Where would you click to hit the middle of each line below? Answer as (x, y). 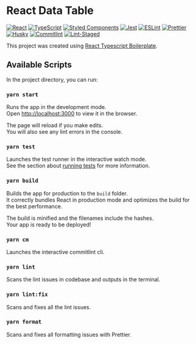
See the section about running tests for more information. (78, 166)
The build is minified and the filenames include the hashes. (80, 218)
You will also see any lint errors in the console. (65, 132)
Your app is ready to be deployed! (49, 224)
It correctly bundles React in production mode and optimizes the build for (98, 200)
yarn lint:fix (27, 295)
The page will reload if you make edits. (55, 125)
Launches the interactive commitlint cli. (55, 252)
